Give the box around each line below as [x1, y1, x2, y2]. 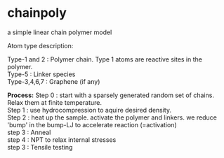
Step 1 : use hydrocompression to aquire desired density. [7, 106, 172, 114]
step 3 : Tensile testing [7, 143, 73, 151]
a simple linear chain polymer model [7, 28, 112, 36]
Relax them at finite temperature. [7, 98, 103, 106]
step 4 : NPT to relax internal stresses [7, 135, 117, 144]
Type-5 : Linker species [7, 70, 76, 78]
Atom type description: [7, 41, 74, 50]
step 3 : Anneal [7, 128, 51, 136]
